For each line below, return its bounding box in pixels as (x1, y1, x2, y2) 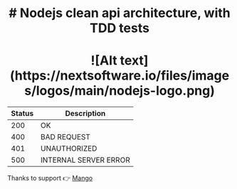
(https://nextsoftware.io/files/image (9, 67, 230, 84)
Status (11, 109, 34, 119)
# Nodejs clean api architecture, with (9, 5, 231, 21)
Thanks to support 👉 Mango (7, 174, 93, 183)
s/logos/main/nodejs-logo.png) (23, 83, 216, 99)
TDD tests (90, 20, 149, 36)
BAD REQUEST (40, 132, 91, 142)
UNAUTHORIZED (40, 144, 98, 153)
